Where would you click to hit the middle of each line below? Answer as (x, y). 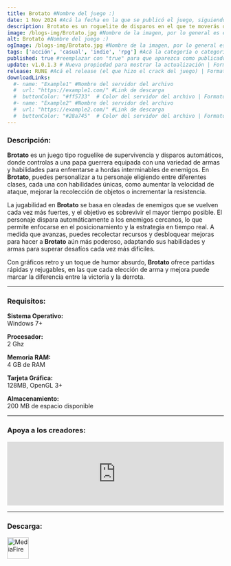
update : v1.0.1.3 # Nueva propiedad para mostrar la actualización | (109, 65)
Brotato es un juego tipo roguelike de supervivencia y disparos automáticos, (115, 155)
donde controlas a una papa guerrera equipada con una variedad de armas (113, 162)
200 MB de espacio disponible (51, 406)
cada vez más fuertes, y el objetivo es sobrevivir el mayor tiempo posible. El (114, 212)
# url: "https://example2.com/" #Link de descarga (89, 109)
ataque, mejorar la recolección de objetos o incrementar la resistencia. (107, 191)
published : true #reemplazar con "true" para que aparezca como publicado (117, 59)
